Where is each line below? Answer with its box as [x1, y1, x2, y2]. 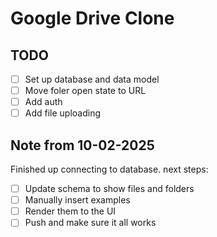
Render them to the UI [24, 205, 117, 217]
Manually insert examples [24, 194, 131, 206]
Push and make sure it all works [24, 217, 157, 229]
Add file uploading [24, 107, 102, 119]
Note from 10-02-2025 [10, 137, 155, 154]
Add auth [24, 96, 63, 108]
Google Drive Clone [10, 7, 175, 30]
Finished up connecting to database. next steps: [10, 163, 209, 176]
